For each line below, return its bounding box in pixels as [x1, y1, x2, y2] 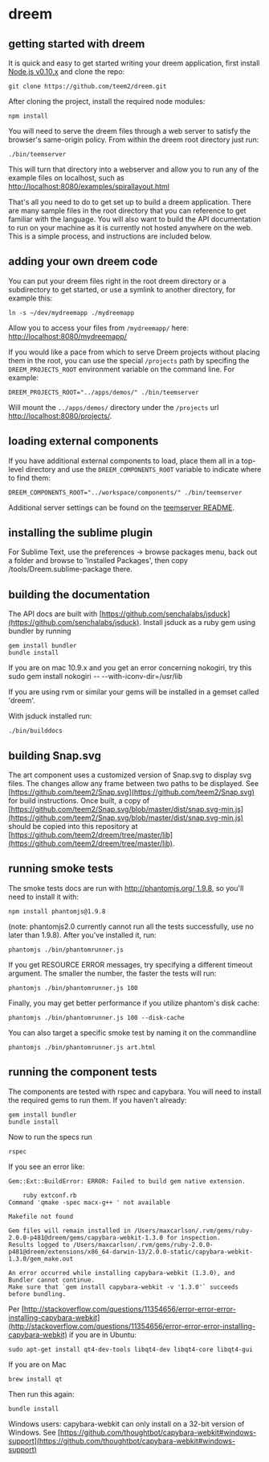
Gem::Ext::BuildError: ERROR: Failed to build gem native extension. [8, 1177, 247, 1185]
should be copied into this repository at [8, 822, 138, 831]
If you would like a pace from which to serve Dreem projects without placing [8, 347, 261, 357]
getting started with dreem [8, 37, 145, 51]
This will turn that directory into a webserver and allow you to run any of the [8, 164, 259, 174]
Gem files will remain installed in [8, 1226, 131, 1235]
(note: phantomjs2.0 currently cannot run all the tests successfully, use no [8, 922, 255, 931]
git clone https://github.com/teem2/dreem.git [8, 82, 167, 90]
